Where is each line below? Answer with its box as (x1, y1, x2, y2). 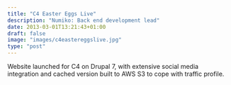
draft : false (7, 30, 46, 37)
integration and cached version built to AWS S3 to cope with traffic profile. (7, 70, 225, 78)
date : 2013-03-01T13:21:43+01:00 (7, 23, 106, 30)
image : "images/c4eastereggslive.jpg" (7, 37, 122, 44)
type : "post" (7, 43, 46, 50)
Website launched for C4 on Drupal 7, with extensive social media (7, 63, 199, 70)
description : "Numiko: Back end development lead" (7, 17, 160, 24)
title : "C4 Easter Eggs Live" (7, 10, 97, 18)
